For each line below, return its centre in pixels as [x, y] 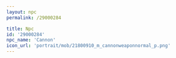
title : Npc [20, 29]
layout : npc [21, 12]
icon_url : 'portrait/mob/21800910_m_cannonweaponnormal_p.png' [89, 46]
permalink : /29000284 [34, 18]
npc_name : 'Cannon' [31, 40]
